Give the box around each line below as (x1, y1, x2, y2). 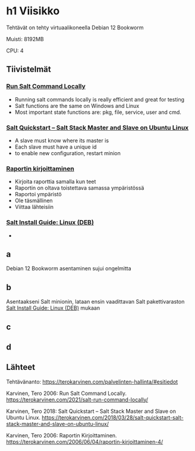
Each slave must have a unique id (14, 143, 97, 150)
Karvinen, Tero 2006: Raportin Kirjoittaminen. (6, 431, 117, 439)
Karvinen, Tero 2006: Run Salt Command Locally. (6, 390, 127, 397)
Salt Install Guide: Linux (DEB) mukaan (6, 304, 100, 311)
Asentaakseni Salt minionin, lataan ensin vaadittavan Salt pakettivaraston (6, 298, 185, 305)
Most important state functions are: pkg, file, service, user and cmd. (14, 109, 181, 116)
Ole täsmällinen (14, 197, 53, 204)
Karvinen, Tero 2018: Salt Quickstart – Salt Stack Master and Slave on (6, 407, 177, 415)
